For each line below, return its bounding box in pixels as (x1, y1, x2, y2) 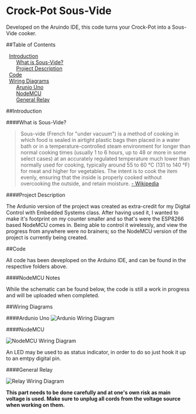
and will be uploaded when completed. (6, 291, 99, 298)
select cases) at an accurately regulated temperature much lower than (20, 155, 190, 162)
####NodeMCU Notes (6, 274, 60, 281)
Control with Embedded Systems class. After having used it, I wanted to (6, 209, 179, 216)
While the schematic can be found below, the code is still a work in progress (6, 286, 190, 293)
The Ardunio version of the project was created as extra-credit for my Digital (6, 202, 191, 209)
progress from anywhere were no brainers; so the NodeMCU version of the (6, 228, 187, 235)
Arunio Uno (16, 83, 44, 90)
